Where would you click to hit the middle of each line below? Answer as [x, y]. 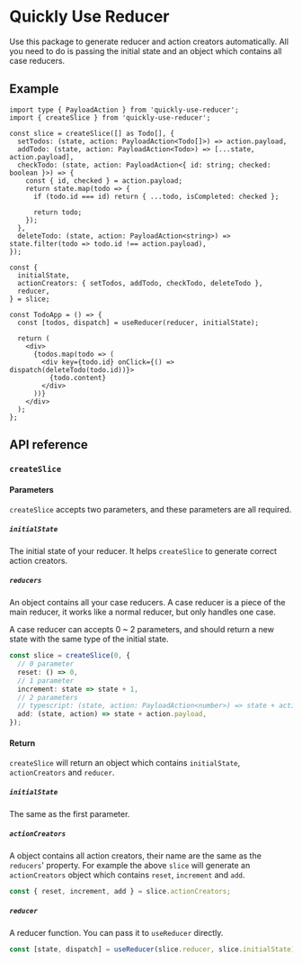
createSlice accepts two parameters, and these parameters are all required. [151, 510]
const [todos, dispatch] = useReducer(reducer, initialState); [138, 323]
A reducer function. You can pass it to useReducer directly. [116, 933]
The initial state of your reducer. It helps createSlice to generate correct [143, 551]
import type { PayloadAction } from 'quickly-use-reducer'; [124, 110]
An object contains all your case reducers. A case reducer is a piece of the [147, 603]
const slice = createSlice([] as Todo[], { [92, 133]
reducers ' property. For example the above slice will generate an [130, 866]
